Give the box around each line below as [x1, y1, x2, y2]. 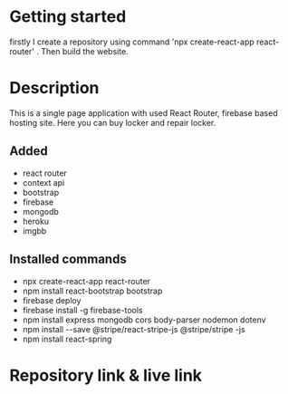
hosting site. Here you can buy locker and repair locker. [9, 117, 216, 128]
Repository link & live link [9, 365, 202, 386]
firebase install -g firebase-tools [22, 304, 143, 315]
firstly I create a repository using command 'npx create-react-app [9, 36, 255, 47]
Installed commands [9, 252, 127, 267]
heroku [22, 216, 50, 226]
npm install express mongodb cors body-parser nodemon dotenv [22, 314, 266, 325]
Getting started [9, 6, 127, 27]
